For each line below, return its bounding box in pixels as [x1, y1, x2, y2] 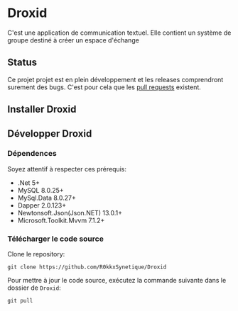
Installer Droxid [7, 103, 77, 115]
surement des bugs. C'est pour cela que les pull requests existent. [7, 83, 201, 91]
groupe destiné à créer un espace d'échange [7, 35, 140, 44]
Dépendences [7, 149, 57, 159]
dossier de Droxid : [7, 283, 62, 292]
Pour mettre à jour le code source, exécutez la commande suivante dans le [7, 276, 227, 285]
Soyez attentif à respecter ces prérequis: [7, 164, 126, 173]
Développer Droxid [7, 128, 92, 140]
